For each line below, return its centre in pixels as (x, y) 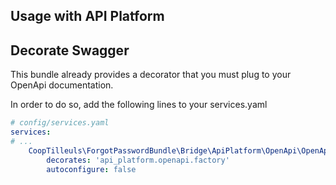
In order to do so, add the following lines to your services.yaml (139, 105)
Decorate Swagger (70, 50)
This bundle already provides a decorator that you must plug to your (151, 75)
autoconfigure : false (91, 169)
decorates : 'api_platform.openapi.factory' (138, 160)
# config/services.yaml (60, 123)
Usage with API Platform (87, 16)
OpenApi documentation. (62, 85)
